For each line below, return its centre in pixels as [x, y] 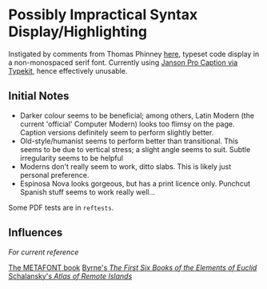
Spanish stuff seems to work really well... [88, 192]
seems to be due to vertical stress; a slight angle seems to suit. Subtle [135, 149]
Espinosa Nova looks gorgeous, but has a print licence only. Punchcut [135, 183]
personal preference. [54, 175]
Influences [36, 233]
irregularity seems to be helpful [72, 158]
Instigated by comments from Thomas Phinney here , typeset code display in [134, 54]
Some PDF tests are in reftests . [61, 207]
